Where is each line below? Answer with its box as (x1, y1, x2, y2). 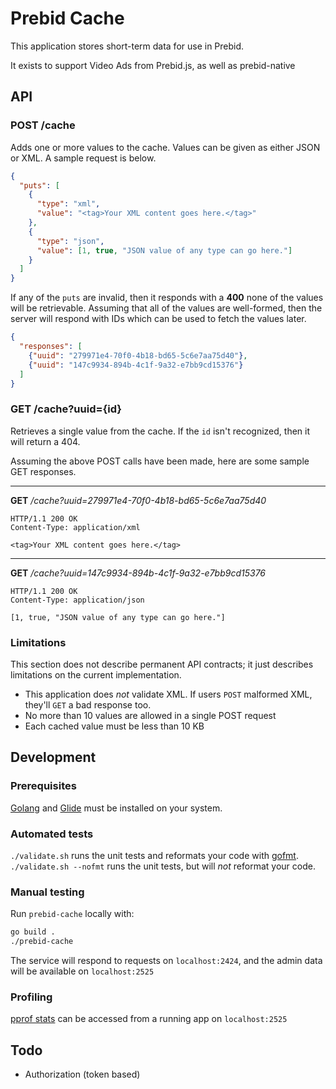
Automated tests (10, 827, 94, 841)
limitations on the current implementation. (10, 668, 182, 681)
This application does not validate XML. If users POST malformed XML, (24, 688, 313, 700)
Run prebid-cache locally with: (10, 908, 135, 920)
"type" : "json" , (36, 236, 105, 246)
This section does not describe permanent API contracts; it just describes (10, 658, 314, 670)
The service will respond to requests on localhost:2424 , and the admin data (10, 955, 323, 966)
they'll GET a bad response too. (24, 698, 152, 711)
